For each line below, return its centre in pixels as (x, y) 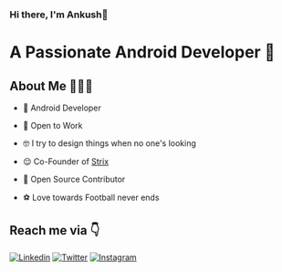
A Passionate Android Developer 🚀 (142, 52)
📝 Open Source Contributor (74, 179)
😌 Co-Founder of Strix (66, 161)
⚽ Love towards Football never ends (91, 197)
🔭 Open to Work (52, 125)
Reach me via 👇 (55, 230)
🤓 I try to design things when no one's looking (109, 143)
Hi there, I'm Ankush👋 (59, 15)
